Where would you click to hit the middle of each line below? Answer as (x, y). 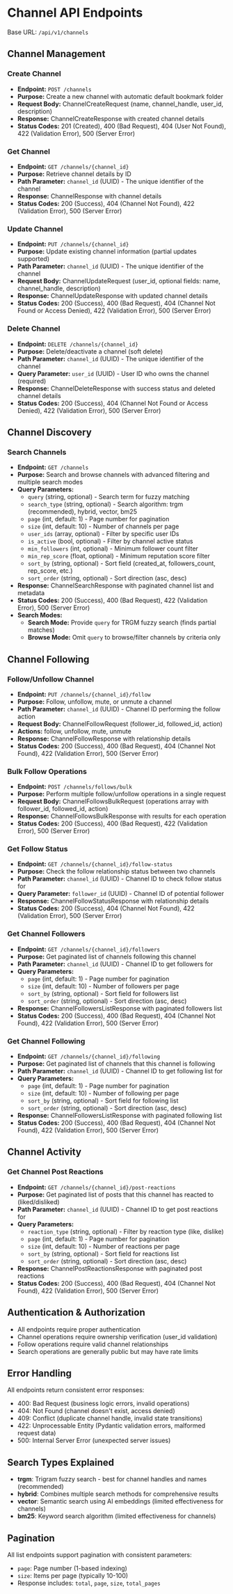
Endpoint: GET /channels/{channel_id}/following (89, 1057)
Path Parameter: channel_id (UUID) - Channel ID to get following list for (120, 1071)
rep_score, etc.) (50, 571)
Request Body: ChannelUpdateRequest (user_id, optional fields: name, (119, 281)
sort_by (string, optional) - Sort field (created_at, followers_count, (121, 563)
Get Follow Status (38, 849)
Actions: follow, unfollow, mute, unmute (74, 731)
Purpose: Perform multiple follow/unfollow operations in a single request (121, 794)
